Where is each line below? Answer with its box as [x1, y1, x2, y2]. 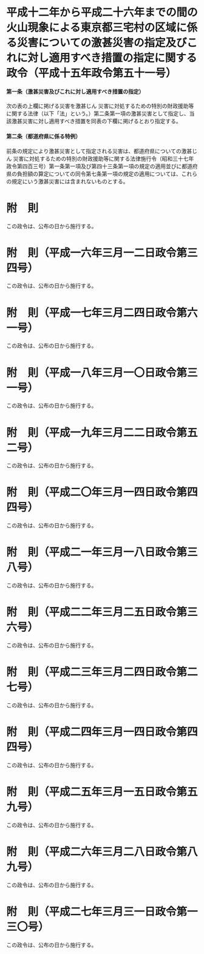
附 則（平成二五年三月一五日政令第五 [6, 785, 199, 799]
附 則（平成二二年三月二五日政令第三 [6, 605, 199, 619]
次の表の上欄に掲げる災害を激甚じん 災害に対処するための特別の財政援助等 [6, 103, 194, 110]
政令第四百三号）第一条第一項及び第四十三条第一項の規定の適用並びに [6, 162, 182, 170]
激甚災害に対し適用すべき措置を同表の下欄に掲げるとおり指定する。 [11, 118, 182, 125]
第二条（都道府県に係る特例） [6, 132, 81, 140]
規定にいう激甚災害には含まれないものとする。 [11, 177, 129, 185]
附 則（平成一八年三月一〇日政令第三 [6, 365, 199, 379]
